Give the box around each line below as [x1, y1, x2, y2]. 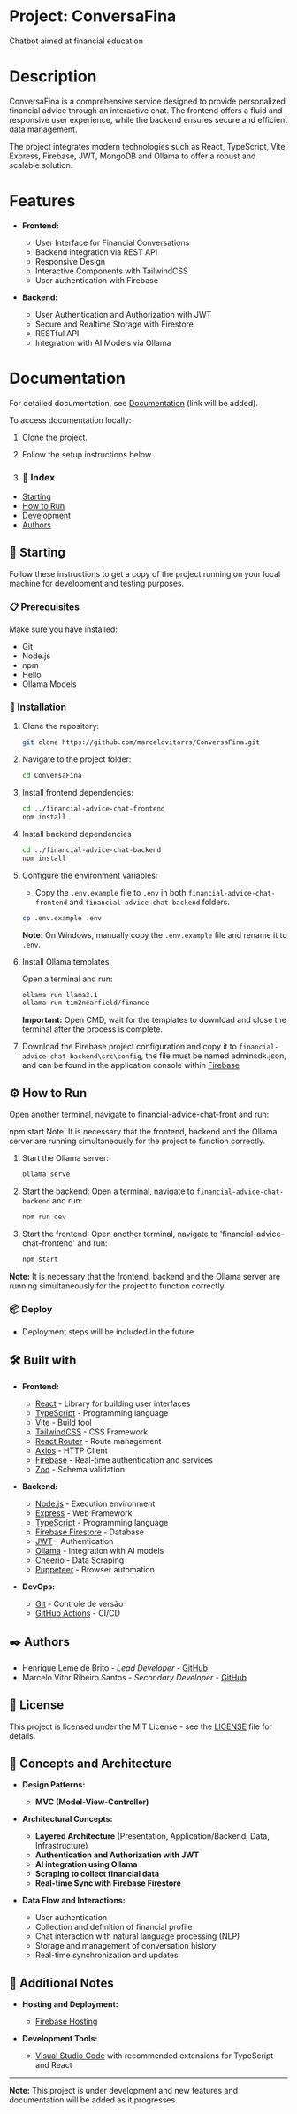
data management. [9, 124, 78, 135]
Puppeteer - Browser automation [34, 1564, 155, 1574]
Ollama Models [21, 679, 77, 689]
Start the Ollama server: [21, 1153, 109, 1164]
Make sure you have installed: [9, 624, 118, 634]
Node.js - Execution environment [34, 1498, 156, 1509]
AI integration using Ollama [34, 1859, 138, 1870]
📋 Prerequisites [9, 600, 80, 612]
